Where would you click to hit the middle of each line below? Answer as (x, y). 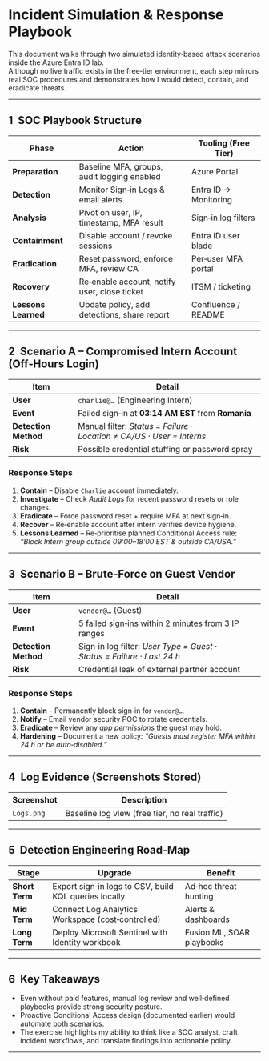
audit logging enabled (120, 176)
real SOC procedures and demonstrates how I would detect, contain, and (128, 79)
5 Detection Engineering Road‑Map (99, 850)
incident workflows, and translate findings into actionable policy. (126, 1041)
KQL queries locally (88, 896)
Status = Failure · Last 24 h (129, 656)
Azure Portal (215, 171)
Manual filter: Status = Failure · (136, 426)
